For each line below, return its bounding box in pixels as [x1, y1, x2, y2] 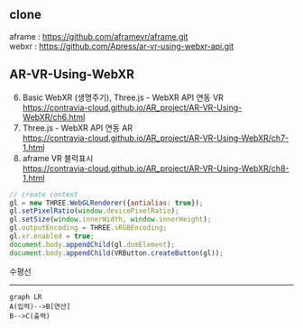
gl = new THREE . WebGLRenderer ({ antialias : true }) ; [9, 198, 204, 207]
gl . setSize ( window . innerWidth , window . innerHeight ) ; [9, 215, 212, 224]
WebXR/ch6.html [22, 112, 86, 123]
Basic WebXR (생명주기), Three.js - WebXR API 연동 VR [22, 92, 224, 103]
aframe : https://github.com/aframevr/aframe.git [9, 31, 188, 41]
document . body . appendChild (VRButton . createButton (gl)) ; [9, 248, 224, 258]
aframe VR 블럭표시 [22, 152, 94, 163]
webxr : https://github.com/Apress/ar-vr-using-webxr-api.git [9, 41, 234, 51]
